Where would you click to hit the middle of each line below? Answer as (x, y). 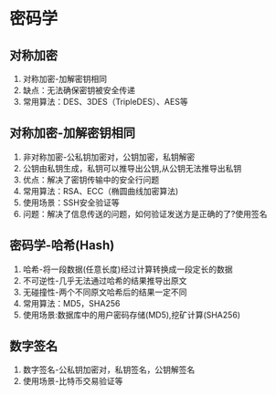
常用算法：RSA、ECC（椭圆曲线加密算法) (101, 191)
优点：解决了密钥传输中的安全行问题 (91, 180)
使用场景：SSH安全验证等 (71, 203)
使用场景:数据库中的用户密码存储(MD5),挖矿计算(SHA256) (131, 315)
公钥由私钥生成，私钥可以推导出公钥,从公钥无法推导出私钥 (132, 168)
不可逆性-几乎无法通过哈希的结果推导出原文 (105, 280)
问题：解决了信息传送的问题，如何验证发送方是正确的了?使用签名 (145, 213)
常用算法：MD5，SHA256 (71, 303)
